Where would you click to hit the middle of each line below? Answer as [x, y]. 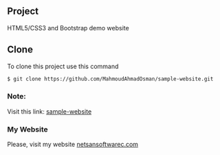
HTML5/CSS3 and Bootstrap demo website [68, 28]
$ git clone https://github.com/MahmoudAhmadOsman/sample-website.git [110, 79]
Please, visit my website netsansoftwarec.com [73, 145]
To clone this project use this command [63, 66]
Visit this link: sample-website [49, 111]
